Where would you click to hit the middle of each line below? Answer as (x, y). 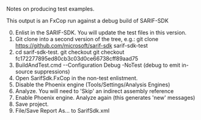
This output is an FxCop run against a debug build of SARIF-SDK (88, 21)
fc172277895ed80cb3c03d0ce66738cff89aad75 (77, 58)
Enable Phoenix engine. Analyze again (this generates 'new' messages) (105, 98)
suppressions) (52, 72)
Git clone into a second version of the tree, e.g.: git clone (87, 39)
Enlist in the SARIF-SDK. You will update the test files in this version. (101, 32)
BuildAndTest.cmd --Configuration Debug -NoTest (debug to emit (98, 65)
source (24, 72)
